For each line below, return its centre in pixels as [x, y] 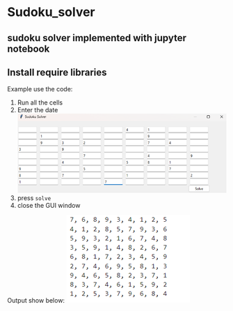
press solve [34, 198]
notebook [29, 48]
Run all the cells [40, 103]
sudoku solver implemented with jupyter [97, 38]
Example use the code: [40, 89]
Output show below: [36, 301]
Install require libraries [57, 72]
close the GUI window [49, 206]
